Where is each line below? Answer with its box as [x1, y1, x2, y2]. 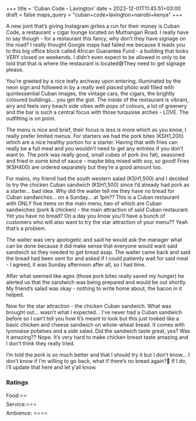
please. [6, 66, 24, 73]
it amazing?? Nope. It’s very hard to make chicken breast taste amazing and [6, 334, 188, 341]
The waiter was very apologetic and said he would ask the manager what [6, 236, 183, 243]
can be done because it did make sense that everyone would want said [6, 243, 177, 249]
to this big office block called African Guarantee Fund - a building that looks [6, 47, 189, 55]
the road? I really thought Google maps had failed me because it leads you [6, 41, 185, 48]
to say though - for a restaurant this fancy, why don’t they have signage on [6, 35, 186, 42]
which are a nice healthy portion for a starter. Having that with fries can [6, 139, 178, 145]
